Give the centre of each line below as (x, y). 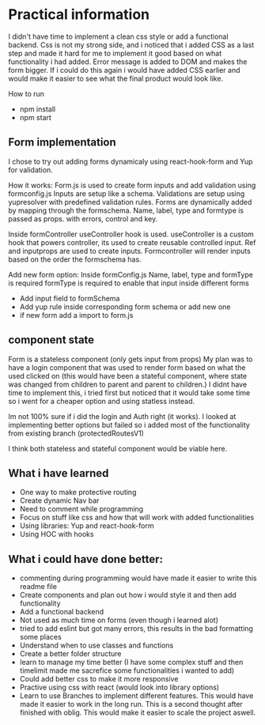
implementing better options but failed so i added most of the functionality (129, 425)
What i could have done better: (86, 559)
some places (40, 637)
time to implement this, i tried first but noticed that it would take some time (129, 392)
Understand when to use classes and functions (97, 645)
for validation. (30, 170)
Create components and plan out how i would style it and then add (128, 595)
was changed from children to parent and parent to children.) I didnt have (128, 384)
